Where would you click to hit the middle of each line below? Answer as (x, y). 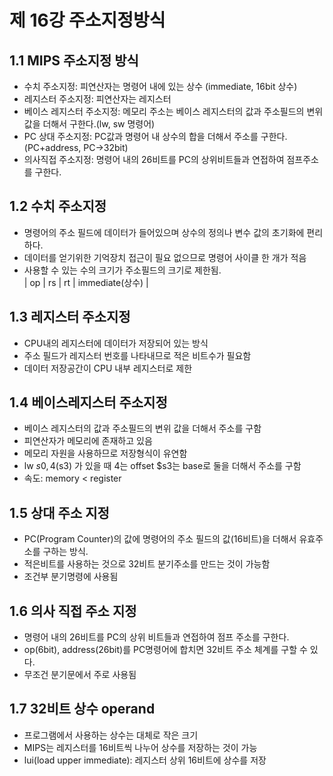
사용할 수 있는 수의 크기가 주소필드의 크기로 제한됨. (122, 270)
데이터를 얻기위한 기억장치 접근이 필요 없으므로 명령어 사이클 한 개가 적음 (165, 257)
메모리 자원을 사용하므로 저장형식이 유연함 (105, 453)
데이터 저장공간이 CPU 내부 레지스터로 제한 (108, 368)
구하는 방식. (65, 552)
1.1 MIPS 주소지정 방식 (74, 60)
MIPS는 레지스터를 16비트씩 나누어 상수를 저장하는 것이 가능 (140, 747)
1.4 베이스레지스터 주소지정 (88, 402)
